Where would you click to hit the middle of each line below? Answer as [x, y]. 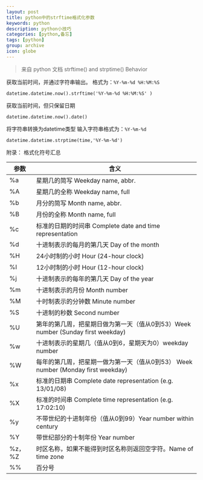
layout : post [23, 12]
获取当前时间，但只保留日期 [41, 105]
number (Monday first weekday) [82, 369]
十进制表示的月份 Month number [82, 290]
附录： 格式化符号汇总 [34, 152]
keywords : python [28, 23]
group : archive [25, 46]
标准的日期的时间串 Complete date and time [98, 225]
